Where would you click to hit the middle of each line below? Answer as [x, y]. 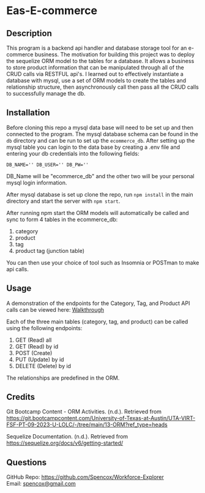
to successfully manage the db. [46, 93]
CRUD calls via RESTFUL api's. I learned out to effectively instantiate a [95, 74]
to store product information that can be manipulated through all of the [95, 67]
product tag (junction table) [50, 250]
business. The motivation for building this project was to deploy [114, 55]
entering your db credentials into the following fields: [73, 153]
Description [29, 33]
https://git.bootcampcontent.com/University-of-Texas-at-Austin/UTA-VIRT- [101, 418]
